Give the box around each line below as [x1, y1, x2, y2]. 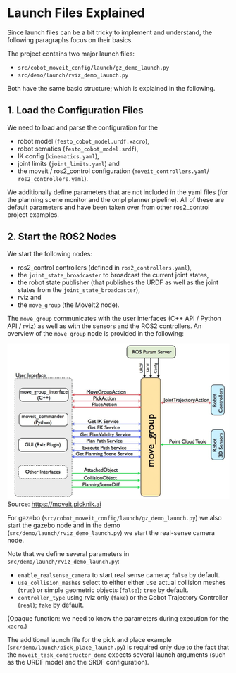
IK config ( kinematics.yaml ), [17, 151, 100, 160]
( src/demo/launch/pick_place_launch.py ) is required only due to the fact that [7, 643, 229, 651]
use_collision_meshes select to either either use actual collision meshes [17, 578, 227, 586]
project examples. [7, 210, 60, 219]
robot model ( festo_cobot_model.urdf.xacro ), [17, 137, 150, 145]
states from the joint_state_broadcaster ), [17, 285, 141, 294]
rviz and [17, 293, 42, 301]
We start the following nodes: [7, 249, 93, 258]
